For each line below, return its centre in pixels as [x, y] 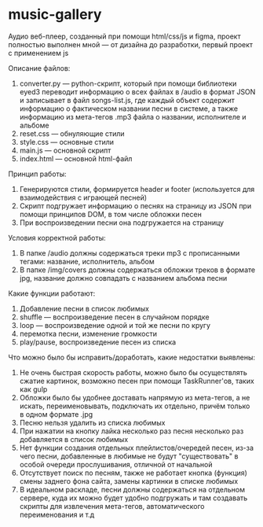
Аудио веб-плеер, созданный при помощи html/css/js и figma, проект [124, 36]
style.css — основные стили [67, 142]
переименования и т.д [57, 514]
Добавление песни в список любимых [84, 308]
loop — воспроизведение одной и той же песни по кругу [115, 325]
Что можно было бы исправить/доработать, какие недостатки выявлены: [131, 357]
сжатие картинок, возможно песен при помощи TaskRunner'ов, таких [137, 381]
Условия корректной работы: [57, 238]
